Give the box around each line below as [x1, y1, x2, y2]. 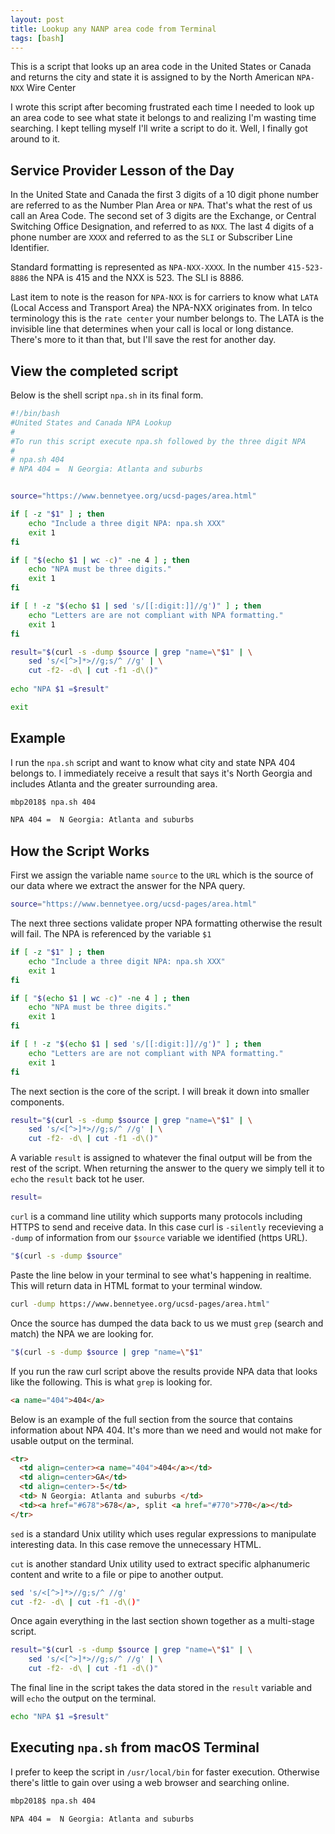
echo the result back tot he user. [10, 1173, 145, 1185]
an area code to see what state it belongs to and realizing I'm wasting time [10, 112, 317, 124]
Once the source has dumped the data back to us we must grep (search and [10, 1317, 324, 1329]
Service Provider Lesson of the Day [10, 162, 235, 179]
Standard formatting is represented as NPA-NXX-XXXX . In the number [10, 261, 286, 273]
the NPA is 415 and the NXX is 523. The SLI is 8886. [30, 272, 245, 284]
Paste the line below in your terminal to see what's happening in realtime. [10, 1269, 312, 1281]
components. [10, 1096, 65, 1108]
